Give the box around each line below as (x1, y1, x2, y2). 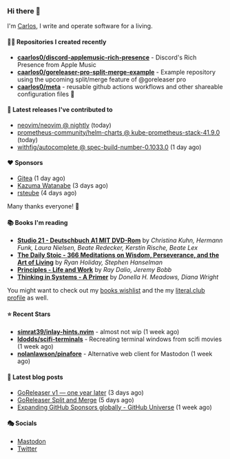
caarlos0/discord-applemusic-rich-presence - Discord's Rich (17, 53, 197, 61)
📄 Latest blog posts (7, 373, 63, 381)
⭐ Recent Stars (7, 310, 51, 318)
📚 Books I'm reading (7, 218, 68, 226)
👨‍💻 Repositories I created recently (7, 37, 107, 46)
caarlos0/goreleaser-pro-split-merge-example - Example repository (17, 68, 216, 76)
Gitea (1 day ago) (17, 174, 65, 182)
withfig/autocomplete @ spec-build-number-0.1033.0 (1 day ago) (17, 143, 202, 151)
